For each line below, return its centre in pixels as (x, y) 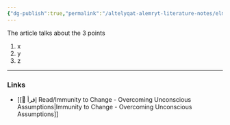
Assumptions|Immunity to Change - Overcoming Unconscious (104, 107)
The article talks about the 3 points (56, 33)
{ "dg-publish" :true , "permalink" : (55, 13)
